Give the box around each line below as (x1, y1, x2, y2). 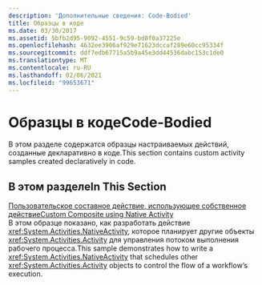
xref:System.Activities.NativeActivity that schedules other (8, 252, 199, 262)
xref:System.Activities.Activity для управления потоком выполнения (8, 235, 239, 245)
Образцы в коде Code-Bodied (8, 113, 212, 131)
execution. (8, 269, 43, 279)
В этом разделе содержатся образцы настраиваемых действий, (8, 139, 230, 149)
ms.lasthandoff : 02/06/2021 (8, 71, 103, 79)
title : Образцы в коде (8, 19, 84, 27)
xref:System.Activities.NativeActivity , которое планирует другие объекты (8, 227, 255, 236)
